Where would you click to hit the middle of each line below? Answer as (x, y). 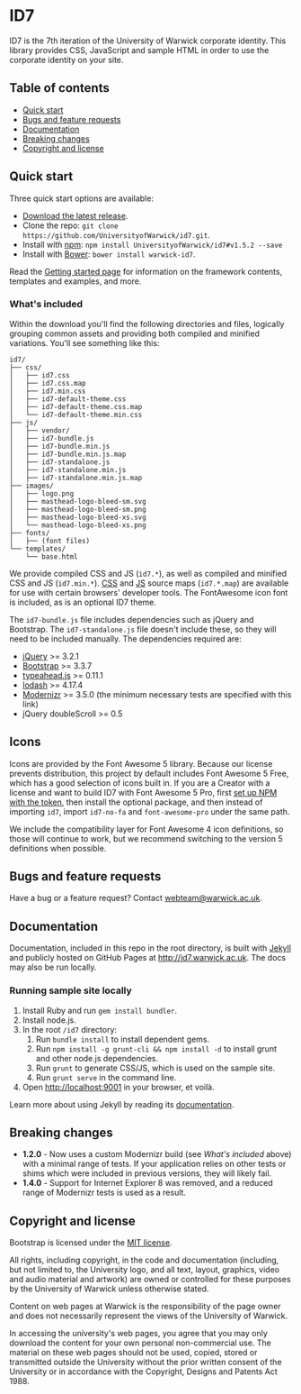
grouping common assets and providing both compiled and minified (135, 333)
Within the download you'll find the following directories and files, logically (147, 323)
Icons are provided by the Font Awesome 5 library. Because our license (141, 763)
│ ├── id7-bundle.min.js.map (68, 454)
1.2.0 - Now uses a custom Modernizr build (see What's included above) (157, 1154)
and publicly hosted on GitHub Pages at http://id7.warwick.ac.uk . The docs (147, 958)
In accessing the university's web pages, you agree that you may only (138, 1334)
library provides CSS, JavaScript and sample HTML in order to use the (139, 50)
